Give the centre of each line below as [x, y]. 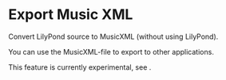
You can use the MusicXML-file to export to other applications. [111, 51]
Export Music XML [71, 15]
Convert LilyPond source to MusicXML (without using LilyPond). [113, 36]
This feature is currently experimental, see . [80, 67]
